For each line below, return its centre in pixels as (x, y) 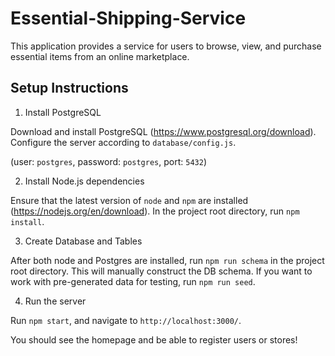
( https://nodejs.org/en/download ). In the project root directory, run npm (155, 211)
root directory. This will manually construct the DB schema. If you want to (161, 271)
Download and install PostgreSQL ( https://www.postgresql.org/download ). (163, 131)
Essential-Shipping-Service (128, 18)
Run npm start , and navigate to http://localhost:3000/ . (126, 320)
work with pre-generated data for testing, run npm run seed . (133, 281)
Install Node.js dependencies (84, 181)
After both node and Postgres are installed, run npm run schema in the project (167, 260)
